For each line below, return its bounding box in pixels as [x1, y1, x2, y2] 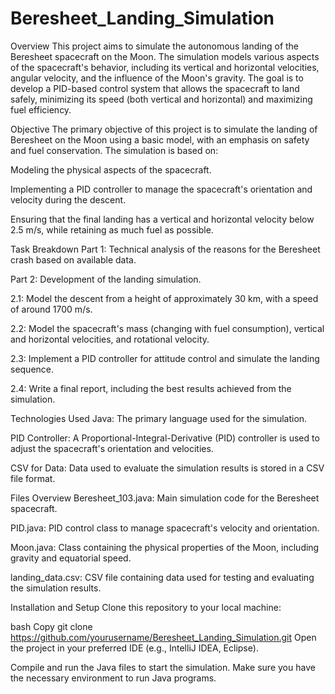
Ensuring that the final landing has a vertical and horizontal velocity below [10, 213, 315, 225]
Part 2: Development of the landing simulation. [10, 273, 202, 285]
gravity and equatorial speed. [10, 552, 132, 564]
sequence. [10, 363, 55, 375]
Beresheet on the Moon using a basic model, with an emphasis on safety [10, 133, 310, 146]
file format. [10, 472, 56, 484]
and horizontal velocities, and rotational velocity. [10, 333, 210, 345]
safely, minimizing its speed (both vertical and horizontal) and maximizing [10, 93, 313, 105]
